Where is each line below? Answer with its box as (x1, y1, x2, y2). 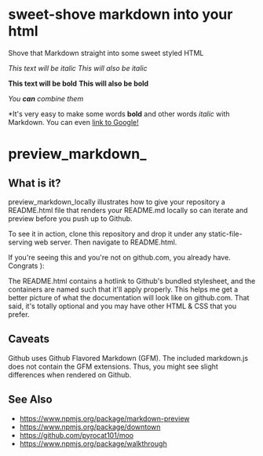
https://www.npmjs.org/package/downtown (19, 422, 161, 432)
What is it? (8, 176, 61, 189)
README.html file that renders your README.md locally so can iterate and (8, 205, 249, 215)
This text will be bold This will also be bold (8, 79, 149, 88)
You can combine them (8, 94, 84, 103)
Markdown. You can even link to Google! (8, 117, 139, 127)
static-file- (208, 229, 243, 238)
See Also (8, 393, 53, 406)
